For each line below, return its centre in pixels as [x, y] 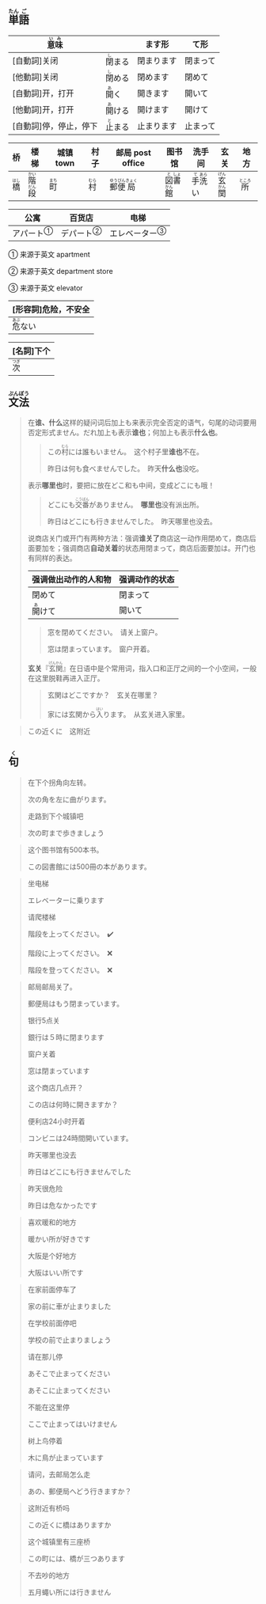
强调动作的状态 [146, 579]
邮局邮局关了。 [52, 987]
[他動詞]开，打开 [43, 110]
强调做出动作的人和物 [71, 579]
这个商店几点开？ [55, 1087]
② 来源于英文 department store [61, 271]
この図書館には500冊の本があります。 [89, 866]
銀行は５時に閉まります [66, 1037]
